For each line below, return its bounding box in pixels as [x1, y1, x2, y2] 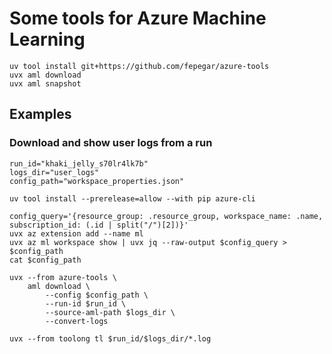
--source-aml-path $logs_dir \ [45, 307, 176, 317]
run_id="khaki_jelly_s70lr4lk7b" [9, 158, 149, 169]
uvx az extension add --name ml [9, 228, 144, 239]
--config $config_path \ [45, 290, 149, 300]
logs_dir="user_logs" [9, 167, 100, 177]
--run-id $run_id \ [45, 298, 127, 309]
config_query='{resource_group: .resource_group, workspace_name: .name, [9, 211, 324, 221]
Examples [9, 106, 72, 123]
